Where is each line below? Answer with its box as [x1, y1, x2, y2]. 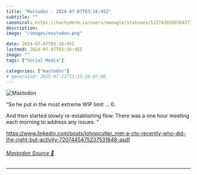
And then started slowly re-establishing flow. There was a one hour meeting [6, 112, 189, 119]
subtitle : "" [6, 14, 38, 20]
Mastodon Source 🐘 [6, 149, 55, 156]
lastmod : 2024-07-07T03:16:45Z [6, 46, 83, 53]
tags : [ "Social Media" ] [6, 57, 64, 63]
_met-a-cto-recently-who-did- [112, 130, 186, 137]
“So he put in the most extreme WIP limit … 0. [6, 101, 116, 108]
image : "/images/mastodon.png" [6, 31, 83, 36]
